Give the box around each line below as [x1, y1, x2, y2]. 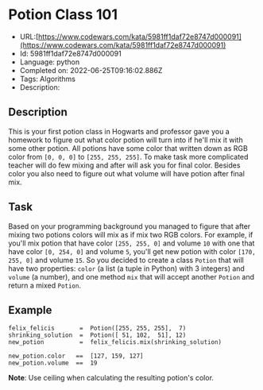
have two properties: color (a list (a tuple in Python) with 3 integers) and [8, 264, 245, 273]
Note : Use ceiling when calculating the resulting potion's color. [8, 373, 215, 383]
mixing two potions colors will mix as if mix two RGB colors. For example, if [8, 230, 253, 239]
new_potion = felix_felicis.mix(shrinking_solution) [8, 338, 222, 346]
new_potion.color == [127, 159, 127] [8, 352, 145, 361]
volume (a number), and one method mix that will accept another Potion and [8, 272, 254, 281]
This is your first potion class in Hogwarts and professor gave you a [8, 126, 230, 136]
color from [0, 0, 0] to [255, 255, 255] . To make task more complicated [8, 152, 249, 161]
